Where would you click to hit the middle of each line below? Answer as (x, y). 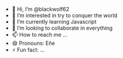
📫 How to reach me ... (39, 35)
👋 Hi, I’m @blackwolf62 (41, 9)
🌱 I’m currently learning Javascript (54, 22)
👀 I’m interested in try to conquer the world (64, 15)
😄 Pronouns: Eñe (33, 43)
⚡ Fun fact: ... (28, 50)
